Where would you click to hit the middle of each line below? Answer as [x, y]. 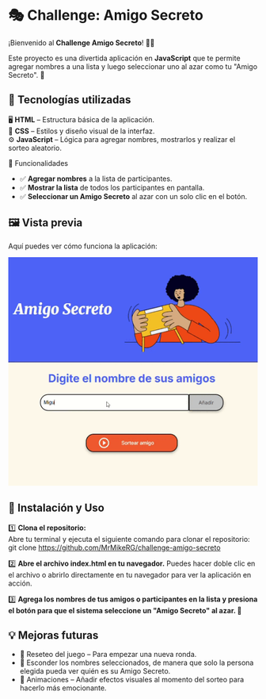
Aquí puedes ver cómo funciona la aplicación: [83, 246]
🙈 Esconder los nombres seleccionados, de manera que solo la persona [137, 663]
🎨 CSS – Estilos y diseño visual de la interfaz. [82, 131]
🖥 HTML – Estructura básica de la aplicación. [82, 119]
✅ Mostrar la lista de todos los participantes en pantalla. [112, 187]
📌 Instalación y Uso [56, 508]
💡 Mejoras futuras [53, 635]
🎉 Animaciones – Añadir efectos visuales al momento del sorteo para [132, 680]
